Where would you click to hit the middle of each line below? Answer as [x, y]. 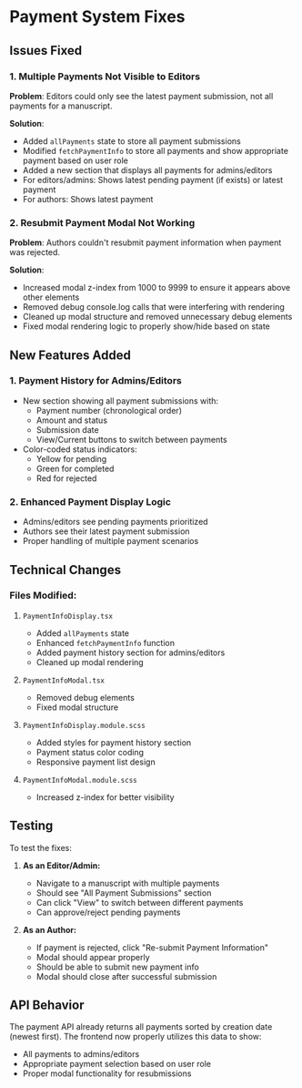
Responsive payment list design [96, 762]
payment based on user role [75, 160]
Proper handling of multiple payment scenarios [111, 541]
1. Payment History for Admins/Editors [96, 381]
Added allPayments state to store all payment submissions [131, 141]
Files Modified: [43, 596]
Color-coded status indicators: [80, 449]
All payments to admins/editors [81, 1054]
